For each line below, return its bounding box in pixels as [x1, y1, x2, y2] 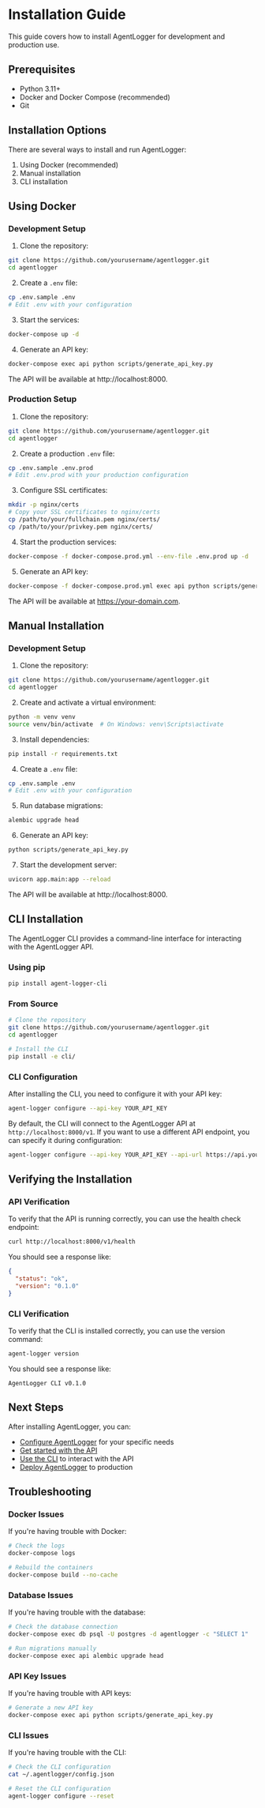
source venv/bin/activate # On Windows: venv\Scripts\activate [8, 720, 224, 728]
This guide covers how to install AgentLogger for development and [8, 32, 226, 41]
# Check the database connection [8, 1623, 118, 1631]
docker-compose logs [8, 1550, 77, 1558]
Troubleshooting [8, 1485, 92, 1498]
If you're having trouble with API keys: [8, 1689, 132, 1698]
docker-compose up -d [8, 330, 80, 338]
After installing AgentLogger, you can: [8, 1422, 132, 1431]
